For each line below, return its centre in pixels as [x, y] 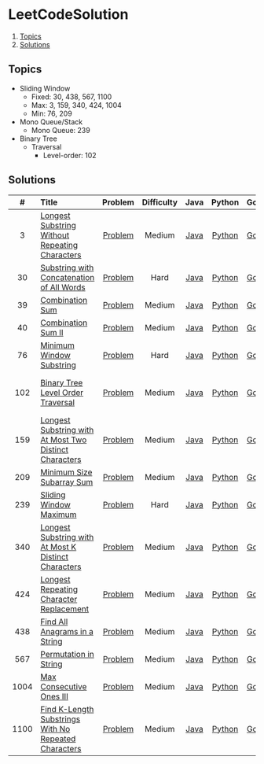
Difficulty [160, 202]
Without [55, 235]
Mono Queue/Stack [51, 122]
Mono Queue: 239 [60, 130]
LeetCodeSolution [68, 15]
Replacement [65, 609]
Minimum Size [66, 472]
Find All [54, 622]
